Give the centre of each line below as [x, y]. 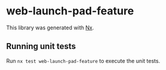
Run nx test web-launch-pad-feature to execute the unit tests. [83, 60]
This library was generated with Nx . [50, 28]
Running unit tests [41, 46]
